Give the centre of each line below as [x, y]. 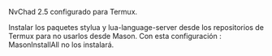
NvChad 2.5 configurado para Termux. [73, 12]
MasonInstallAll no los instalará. [61, 45]
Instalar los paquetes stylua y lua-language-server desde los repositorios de [136, 27]
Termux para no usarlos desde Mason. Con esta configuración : [115, 36]
